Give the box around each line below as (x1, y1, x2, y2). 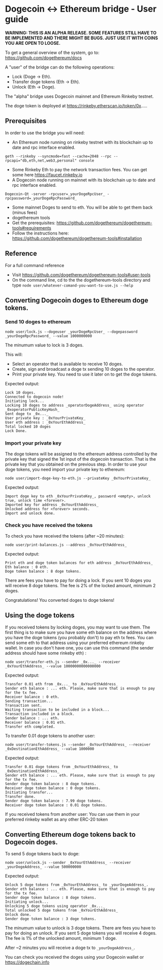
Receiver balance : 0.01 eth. (5, 720, 66, 725)
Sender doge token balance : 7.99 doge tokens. (5, 798, 103, 803)
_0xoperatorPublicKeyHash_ (5, 407, 60, 412)
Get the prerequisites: (12, 220, 56, 226)
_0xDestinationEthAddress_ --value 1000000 (5, 746, 95, 751)
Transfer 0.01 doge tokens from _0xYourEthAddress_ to (5, 764, 118, 769)
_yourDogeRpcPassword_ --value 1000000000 (5, 334, 92, 339)
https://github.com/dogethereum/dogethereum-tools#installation (12, 235, 142, 241)
